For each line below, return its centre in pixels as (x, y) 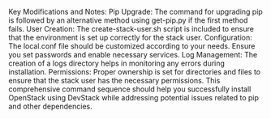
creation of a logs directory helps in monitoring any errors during (117, 63)
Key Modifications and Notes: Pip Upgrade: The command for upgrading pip (136, 12)
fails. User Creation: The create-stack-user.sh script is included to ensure (131, 29)
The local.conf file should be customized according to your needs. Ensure (132, 46)
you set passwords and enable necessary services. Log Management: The (133, 55)
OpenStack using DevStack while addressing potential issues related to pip (134, 98)
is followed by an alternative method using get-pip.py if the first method (128, 20)
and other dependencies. (50, 106)
